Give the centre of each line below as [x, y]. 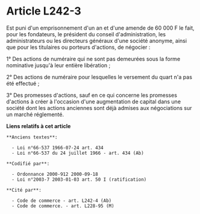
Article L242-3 [44, 11]
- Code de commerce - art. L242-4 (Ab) [62, 201]
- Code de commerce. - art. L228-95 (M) [63, 206]
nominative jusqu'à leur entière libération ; [58, 65]
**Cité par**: [24, 190]
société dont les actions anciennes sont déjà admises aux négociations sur [99, 108]
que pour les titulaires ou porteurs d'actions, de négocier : [78, 47]
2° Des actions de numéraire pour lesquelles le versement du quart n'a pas [99, 77]
